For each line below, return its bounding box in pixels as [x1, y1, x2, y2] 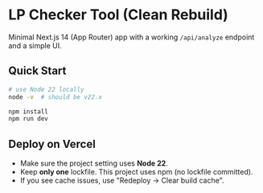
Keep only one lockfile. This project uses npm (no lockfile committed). [19, 167, 253, 177]
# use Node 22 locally [8, 85, 84, 93]
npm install [8, 107, 48, 116]
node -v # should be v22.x [8, 92, 103, 101]
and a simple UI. [8, 40, 62, 50]
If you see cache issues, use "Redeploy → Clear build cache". [19, 175, 224, 186]
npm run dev [8, 115, 48, 123]
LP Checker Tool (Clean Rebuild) [8, 6, 229, 24]
